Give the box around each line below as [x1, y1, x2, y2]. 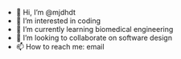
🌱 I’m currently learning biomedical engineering [15, 25, 174, 33]
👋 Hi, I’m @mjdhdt [15, 8, 76, 17]
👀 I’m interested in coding [15, 16, 101, 26]
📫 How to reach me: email [15, 42, 105, 51]
